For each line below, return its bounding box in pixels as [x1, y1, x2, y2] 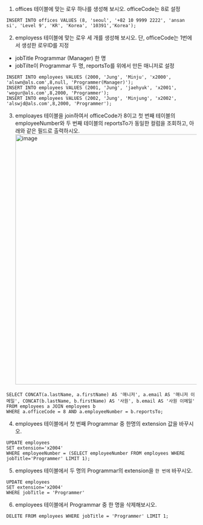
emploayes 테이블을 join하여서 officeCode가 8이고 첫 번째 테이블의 [14, 112, 176, 119]
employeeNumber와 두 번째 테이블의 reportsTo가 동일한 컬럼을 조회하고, [14, 120, 188, 127]
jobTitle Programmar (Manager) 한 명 [14, 54, 106, 62]
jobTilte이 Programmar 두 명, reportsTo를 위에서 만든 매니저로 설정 [14, 62, 175, 69]
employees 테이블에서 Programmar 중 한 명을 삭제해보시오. [14, 501, 157, 508]
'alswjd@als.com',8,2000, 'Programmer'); [6, 101, 112, 107]
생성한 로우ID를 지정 [21, 42, 69, 48]
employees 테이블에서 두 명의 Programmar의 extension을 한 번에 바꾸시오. [14, 467, 193, 474]
